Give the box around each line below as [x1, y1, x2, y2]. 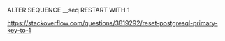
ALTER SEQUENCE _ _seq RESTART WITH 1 [7, 6, 130, 14]
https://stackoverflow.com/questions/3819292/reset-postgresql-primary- [7, 19, 218, 27]
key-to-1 [7, 27, 31, 34]
